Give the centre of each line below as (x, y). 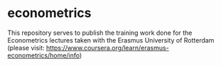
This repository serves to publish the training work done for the (100, 33)
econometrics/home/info (44, 55)
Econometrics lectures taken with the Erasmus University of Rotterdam (111, 40)
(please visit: (26, 48)
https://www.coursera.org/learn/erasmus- (107, 48)
